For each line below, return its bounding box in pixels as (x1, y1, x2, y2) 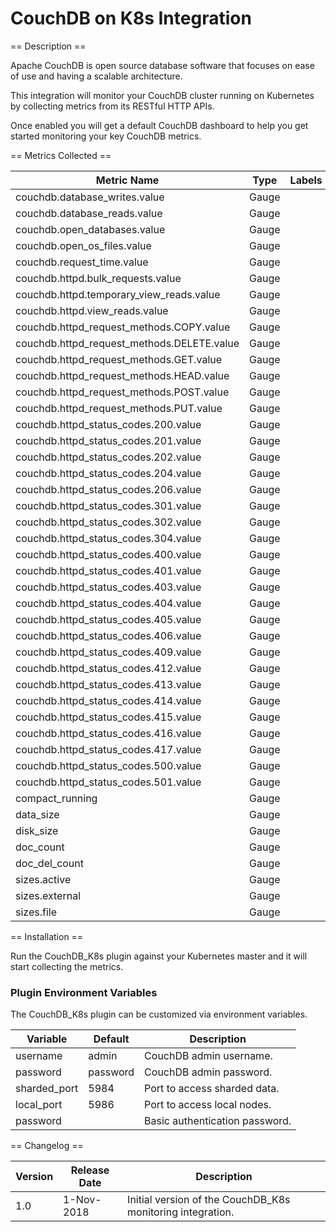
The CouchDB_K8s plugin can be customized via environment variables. (10, 1008, 308, 1021)
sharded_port (15, 1082, 79, 1096)
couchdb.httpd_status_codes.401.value (15, 563, 202, 577)
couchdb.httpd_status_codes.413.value (15, 677, 202, 691)
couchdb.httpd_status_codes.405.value (15, 612, 202, 626)
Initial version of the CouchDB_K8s (127, 1193, 291, 1207)
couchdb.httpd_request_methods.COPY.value (15, 320, 231, 334)
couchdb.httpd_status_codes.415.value (15, 710, 202, 724)
